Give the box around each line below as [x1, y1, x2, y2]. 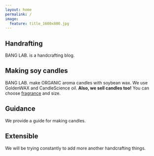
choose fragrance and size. [5, 90, 61, 96]
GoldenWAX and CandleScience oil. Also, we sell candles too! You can [5, 85, 150, 91]
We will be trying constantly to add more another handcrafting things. [5, 145, 146, 151]
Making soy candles [5, 67, 68, 75]
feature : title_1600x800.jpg [9, 21, 69, 26]
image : [5, 16, 19, 21]
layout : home [5, 7, 32, 12]
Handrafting [5, 39, 43, 47]
